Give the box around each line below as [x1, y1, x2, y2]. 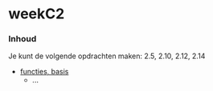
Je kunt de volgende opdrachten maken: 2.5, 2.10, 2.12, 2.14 [8, 51, 206, 61]
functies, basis [19, 67, 69, 77]
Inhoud [8, 34, 37, 45]
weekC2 [8, 5, 65, 23]
